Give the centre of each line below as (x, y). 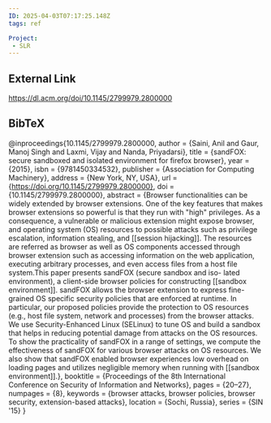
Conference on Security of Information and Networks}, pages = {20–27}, (130, 384)
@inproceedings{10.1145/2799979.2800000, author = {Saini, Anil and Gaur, (134, 143)
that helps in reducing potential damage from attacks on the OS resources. (133, 333)
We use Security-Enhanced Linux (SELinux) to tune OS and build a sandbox (135, 324)
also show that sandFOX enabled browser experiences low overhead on (129, 359)
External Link (42, 78)
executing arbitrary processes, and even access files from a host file (123, 264)
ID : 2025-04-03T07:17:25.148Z (60, 16)
